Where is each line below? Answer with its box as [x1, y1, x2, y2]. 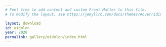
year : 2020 [5, 30, 28, 35]
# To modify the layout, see [5, 12, 65, 17]
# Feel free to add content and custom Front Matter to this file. [5, 7, 147, 12]
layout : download [5, 21, 41, 26]
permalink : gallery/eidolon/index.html [5, 35, 87, 40]
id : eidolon [5, 25, 30, 30]
